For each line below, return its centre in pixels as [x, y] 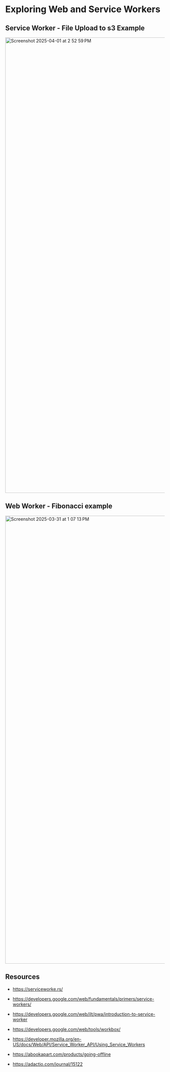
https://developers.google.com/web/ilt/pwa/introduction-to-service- [84, 1014]
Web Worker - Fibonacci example [59, 506]
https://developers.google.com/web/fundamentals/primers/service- [83, 999]
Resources [23, 977]
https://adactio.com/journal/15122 [48, 1064]
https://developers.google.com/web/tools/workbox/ [67, 1029]
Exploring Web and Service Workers [83, 9]
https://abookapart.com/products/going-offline [62, 1054]
